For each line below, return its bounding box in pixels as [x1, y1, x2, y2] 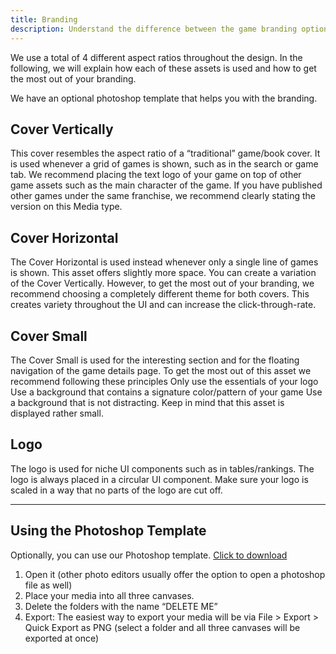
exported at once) [24, 632, 100, 644]
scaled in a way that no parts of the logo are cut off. [10, 484, 223, 496]
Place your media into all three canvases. [24, 589, 195, 601]
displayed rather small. [10, 407, 104, 419]
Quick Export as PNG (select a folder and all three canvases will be [24, 621, 301, 633]
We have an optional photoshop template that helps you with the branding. [10, 92, 318, 104]
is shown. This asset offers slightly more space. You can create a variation [10, 267, 317, 279]
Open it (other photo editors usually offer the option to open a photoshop [24, 568, 326, 580]
